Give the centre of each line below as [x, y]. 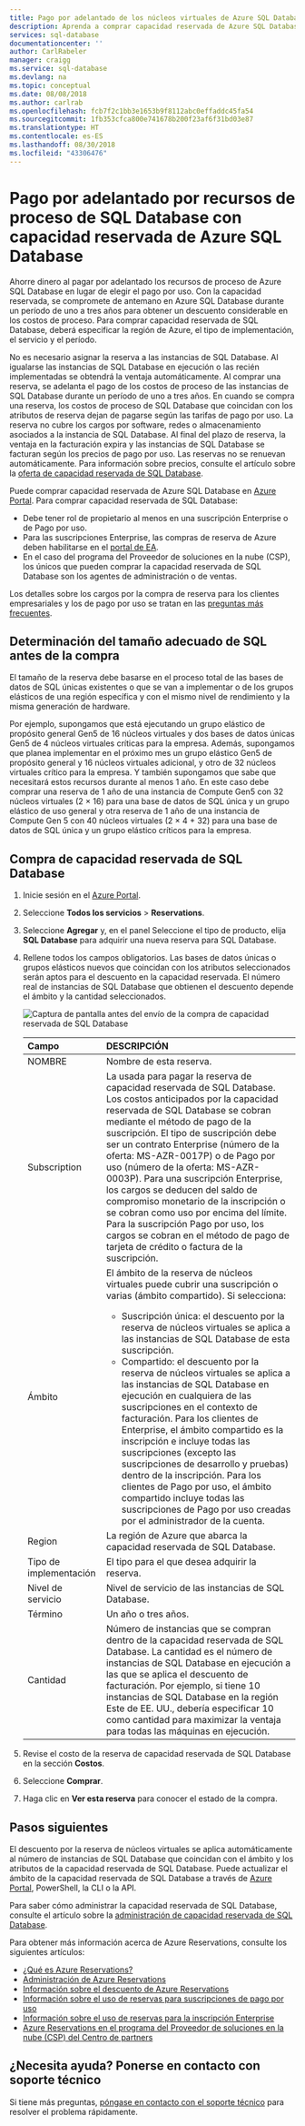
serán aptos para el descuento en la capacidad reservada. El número [151, 977]
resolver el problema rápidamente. [74, 2111]
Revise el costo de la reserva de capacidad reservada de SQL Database [157, 1754]
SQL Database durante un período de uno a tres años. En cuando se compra [152, 396]
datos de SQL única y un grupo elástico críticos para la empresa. [130, 831]
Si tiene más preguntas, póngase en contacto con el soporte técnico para [147, 2101]
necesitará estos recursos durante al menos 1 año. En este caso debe [139, 782]
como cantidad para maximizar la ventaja [193, 1720]
